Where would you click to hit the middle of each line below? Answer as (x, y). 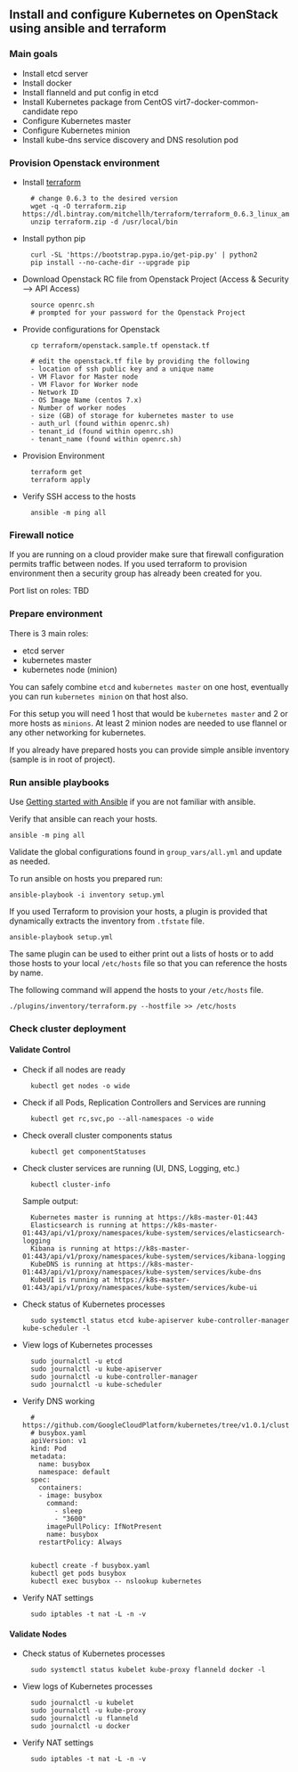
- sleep (68, 1511)
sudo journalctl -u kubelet (83, 1703)
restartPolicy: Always (81, 1542)
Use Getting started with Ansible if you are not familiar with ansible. (133, 801)
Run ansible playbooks (59, 782)
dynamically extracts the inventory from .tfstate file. (107, 921)
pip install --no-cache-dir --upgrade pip (110, 262)
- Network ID (55, 392)
